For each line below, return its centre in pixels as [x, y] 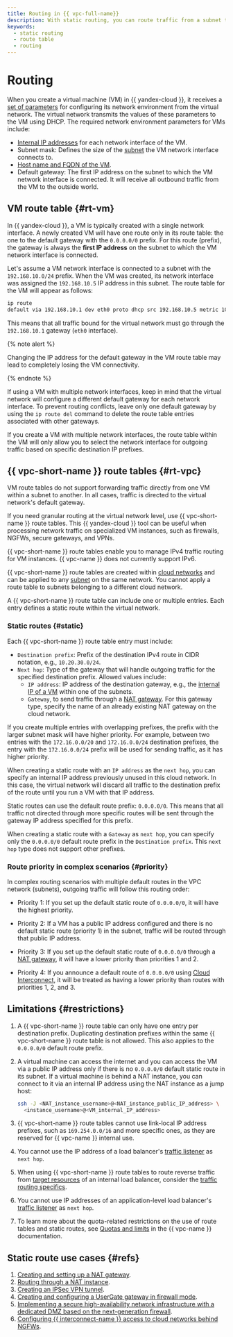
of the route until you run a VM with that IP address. [81, 792]
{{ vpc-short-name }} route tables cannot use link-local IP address [112, 1123]
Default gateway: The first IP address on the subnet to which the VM [115, 172]
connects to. [35, 157]
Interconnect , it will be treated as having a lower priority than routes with [121, 979]
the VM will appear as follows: [50, 290]
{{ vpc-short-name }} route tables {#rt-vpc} [104, 471]
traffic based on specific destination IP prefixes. [76, 449]
